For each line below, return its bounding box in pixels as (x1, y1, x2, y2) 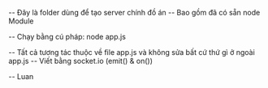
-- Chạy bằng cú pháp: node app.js (8, 32, 126, 41)
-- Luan (8, 72, 34, 81)
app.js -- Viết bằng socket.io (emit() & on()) (8, 57, 153, 65)
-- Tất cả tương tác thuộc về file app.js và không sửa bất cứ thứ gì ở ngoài (8, 48, 256, 57)
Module (8, 16, 34, 26)
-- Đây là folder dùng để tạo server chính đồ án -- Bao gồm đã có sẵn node (8, 8, 261, 17)
